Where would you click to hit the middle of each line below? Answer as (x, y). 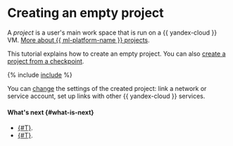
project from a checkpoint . (46, 61)
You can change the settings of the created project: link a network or (107, 88)
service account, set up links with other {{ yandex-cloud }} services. (106, 96)
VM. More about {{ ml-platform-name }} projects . (78, 39)
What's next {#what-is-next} (51, 112)
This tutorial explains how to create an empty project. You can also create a (117, 54)
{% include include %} (40, 75)
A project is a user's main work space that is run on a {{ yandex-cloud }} (112, 32)
